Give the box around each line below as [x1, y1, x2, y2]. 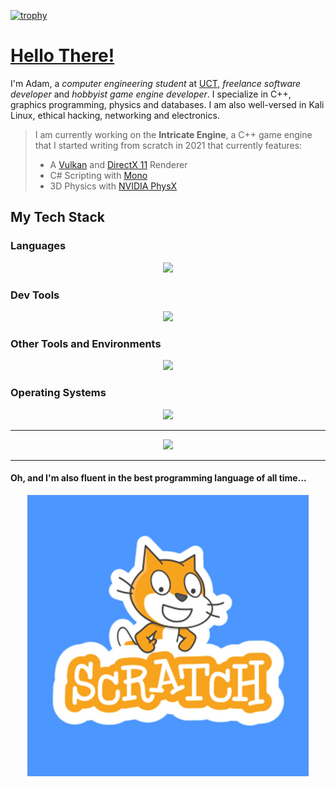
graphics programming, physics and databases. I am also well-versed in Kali [10, 98, 325, 110]
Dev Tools [10, 288, 60, 302]
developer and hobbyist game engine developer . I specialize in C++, [10, 88, 292, 100]
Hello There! [10, 45, 115, 67]
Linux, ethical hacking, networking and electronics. [10, 109, 220, 121]
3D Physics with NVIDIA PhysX [49, 180, 178, 192]
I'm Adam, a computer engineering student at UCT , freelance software [10, 77, 302, 89]
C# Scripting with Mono [49, 169, 148, 181]
